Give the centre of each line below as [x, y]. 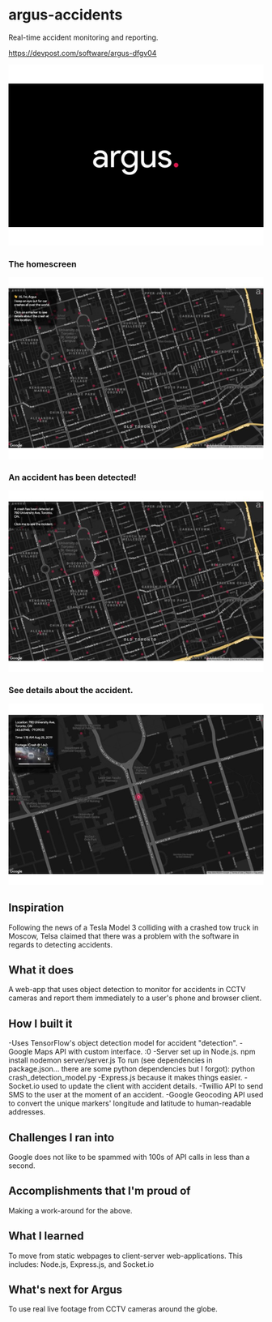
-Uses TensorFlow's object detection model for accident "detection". [123, 1043]
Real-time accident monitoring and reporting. [83, 37]
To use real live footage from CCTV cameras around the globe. [113, 1309]
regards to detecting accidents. [61, 944]
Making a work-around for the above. [70, 1210]
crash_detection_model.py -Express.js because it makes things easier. [125, 1078]
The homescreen [42, 264]
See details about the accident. [71, 691]
